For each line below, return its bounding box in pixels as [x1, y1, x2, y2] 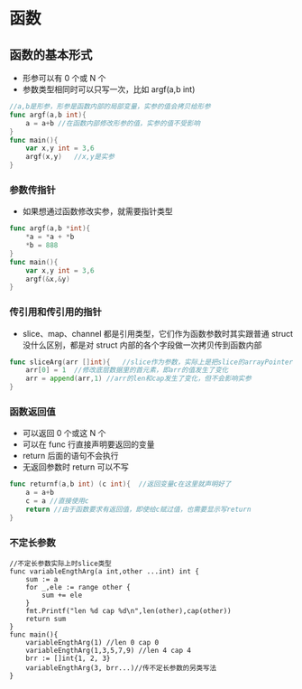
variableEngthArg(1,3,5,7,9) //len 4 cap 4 [25, 647, 192, 656]
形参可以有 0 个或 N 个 [22, 73, 106, 83]
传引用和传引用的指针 [9, 306, 102, 319]
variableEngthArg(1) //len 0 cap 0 [25, 638, 160, 647]
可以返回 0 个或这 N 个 [22, 428, 106, 439]
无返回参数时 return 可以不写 [22, 461, 129, 472]
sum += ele [41, 591, 83, 601]
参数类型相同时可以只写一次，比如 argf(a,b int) [22, 84, 196, 95]
